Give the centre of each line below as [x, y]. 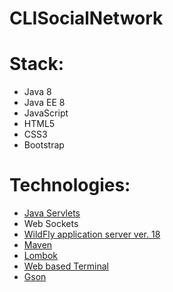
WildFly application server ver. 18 [92, 234]
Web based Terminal [66, 266]
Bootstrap [44, 145]
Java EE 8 [44, 103]
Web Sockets [51, 224]
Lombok [41, 256]
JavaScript [46, 113]
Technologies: [70, 185]
